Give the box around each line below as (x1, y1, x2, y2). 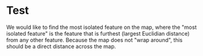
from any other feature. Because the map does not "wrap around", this (6, 36, 183, 43)
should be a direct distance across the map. (6, 43, 117, 50)
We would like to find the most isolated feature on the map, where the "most (6, 23, 197, 31)
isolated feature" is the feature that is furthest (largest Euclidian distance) (6, 30, 190, 37)
